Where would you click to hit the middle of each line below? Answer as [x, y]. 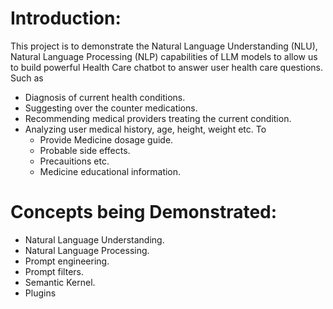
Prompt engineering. [67, 261]
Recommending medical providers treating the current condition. [158, 118]
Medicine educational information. [110, 171]
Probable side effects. [85, 150]
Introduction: [66, 18]
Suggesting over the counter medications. [111, 108]
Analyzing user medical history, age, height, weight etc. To [145, 129]
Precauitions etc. [74, 161]
